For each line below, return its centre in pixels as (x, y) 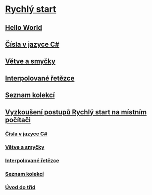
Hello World (24, 28)
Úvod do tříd (20, 188)
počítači (18, 120)
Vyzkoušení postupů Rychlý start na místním (76, 112)
